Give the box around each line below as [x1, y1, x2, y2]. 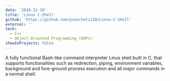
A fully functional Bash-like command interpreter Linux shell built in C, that [5, 55, 162, 61]
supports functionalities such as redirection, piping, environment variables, [5, 60, 163, 66]
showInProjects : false [5, 41, 54, 46]
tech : [5, 26, 17, 32]
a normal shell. [5, 71, 37, 77]
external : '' [5, 21, 33, 27]
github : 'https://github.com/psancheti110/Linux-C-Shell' [5, 17, 132, 22]
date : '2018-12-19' [5, 7, 47, 13]
